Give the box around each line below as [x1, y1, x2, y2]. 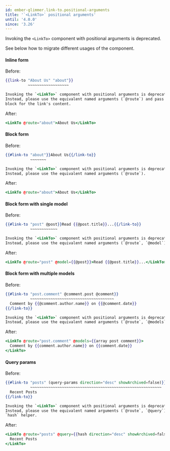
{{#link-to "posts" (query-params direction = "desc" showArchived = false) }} [5, 380, 166, 386]
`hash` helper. [5, 413, 37, 418]
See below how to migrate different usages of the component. [5, 45, 135, 51]
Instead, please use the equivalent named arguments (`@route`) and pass [5, 97, 164, 102]
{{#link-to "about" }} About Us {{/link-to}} [5, 152, 96, 157]
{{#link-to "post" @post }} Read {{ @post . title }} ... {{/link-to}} [5, 222, 142, 227]
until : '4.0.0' [5, 17, 37, 22]
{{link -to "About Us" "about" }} [5, 78, 73, 83]
